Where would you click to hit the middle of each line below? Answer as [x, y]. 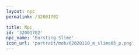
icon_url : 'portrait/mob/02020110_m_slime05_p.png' [70, 43]
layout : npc [20, 11]
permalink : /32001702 [32, 17]
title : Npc [19, 27]
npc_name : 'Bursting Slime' [40, 38]
